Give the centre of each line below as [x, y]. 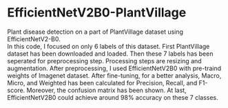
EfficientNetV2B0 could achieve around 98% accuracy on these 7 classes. [113, 97]
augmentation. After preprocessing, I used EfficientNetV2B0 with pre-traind [114, 68]
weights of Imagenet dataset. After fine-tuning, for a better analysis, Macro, [114, 75]
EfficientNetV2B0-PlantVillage [97, 13]
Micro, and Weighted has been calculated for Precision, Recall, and [102, 83]
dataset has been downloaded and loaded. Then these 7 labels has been [110, 54]
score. [16, 90]
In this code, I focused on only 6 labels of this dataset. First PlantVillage [108, 46]
